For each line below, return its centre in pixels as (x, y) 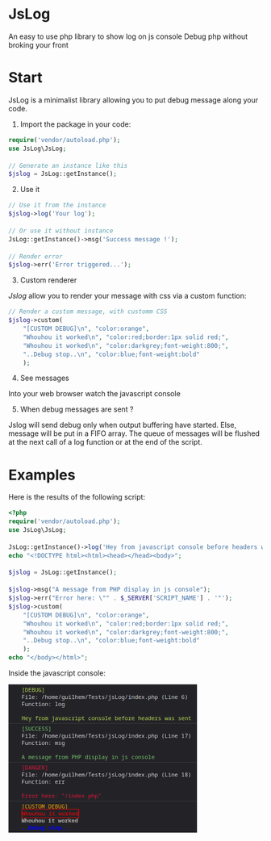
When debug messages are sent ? (77, 409)
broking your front (38, 44)
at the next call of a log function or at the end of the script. (106, 442)
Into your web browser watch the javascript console (95, 394)
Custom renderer (48, 280)
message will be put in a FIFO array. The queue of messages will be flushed (134, 433)
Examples (42, 475)
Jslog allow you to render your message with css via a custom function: (127, 296)
